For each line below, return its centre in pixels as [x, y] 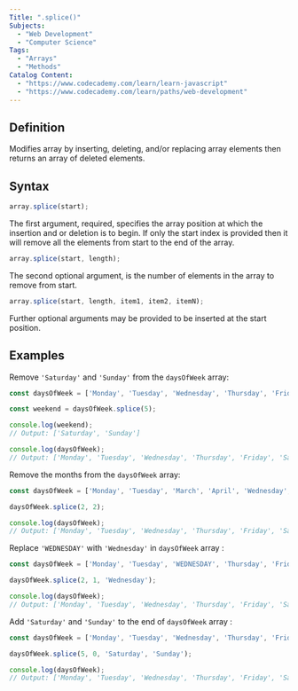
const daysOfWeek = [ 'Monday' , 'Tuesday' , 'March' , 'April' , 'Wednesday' [149, 491]
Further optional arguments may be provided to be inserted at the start [138, 318]
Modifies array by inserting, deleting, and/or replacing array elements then [145, 149]
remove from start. [43, 285]
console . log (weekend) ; [51, 425]
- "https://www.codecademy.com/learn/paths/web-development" [133, 91]
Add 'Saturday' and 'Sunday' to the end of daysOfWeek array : [121, 621]
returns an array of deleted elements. [77, 158]
